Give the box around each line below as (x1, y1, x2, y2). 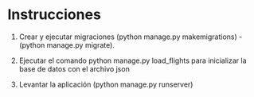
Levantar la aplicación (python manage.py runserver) (18, 80, 193, 89)
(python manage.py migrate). (18, 40, 115, 49)
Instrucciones (7, 6, 101, 24)
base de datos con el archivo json (18, 64, 131, 73)
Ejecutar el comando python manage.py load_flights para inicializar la (18, 56, 248, 65)
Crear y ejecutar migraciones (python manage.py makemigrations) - (18, 32, 243, 41)
